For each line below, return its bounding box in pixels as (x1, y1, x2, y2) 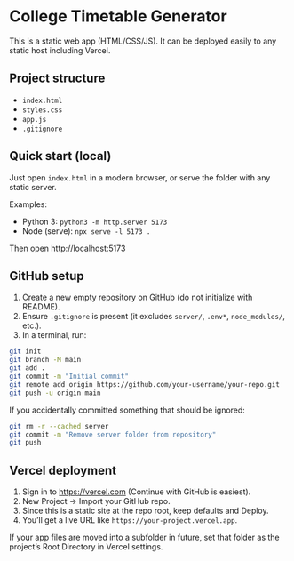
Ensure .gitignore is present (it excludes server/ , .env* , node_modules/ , (21, 311, 286, 322)
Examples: (9, 198, 47, 210)
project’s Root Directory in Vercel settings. (9, 541, 163, 552)
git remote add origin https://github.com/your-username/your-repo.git (9, 380, 280, 389)
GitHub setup (9, 268, 84, 284)
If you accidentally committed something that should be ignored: (9, 405, 246, 415)
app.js (21, 115, 47, 124)
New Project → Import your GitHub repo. (21, 496, 171, 507)
